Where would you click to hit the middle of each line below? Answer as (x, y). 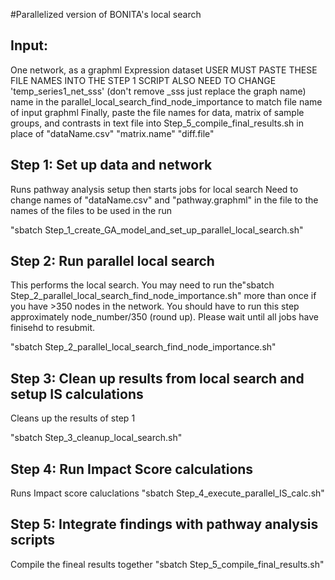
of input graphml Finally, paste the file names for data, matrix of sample (157, 112)
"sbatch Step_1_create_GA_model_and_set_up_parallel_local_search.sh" (157, 230)
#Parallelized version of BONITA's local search (106, 14)
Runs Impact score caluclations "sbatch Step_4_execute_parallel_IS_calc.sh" (167, 493)
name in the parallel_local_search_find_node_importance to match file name (166, 101)
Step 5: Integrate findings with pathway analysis (164, 524)
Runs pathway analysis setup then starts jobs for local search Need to (154, 189)
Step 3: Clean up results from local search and (157, 378)
